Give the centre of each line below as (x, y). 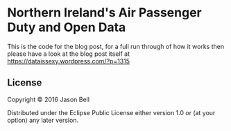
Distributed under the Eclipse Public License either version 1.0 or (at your (111, 112)
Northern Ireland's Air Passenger (105, 13)
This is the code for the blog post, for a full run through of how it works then (116, 46)
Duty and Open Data (67, 27)
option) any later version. (43, 120)
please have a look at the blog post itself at (69, 54)
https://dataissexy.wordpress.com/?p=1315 (69, 61)
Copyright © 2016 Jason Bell (49, 99)
